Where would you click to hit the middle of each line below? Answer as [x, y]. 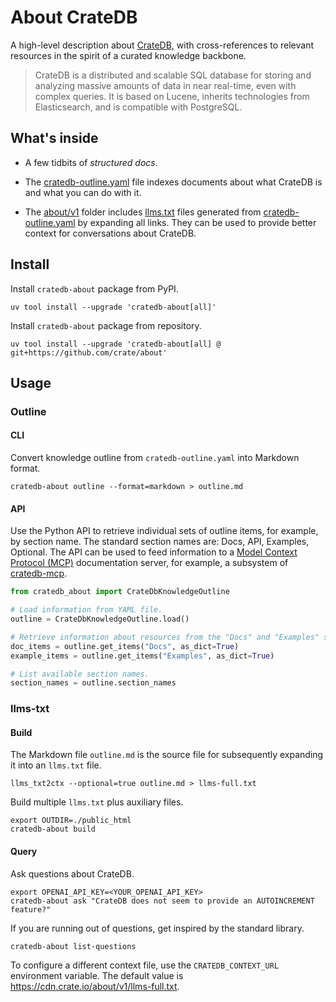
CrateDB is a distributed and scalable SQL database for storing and [173, 75]
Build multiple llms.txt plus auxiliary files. [97, 802]
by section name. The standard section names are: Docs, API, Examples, [160, 542]
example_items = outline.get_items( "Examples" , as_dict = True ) [142, 656]
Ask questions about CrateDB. [72, 873]
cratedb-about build [53, 829]
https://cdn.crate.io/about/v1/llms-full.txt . [95, 986]
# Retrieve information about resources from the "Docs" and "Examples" [165, 637]
